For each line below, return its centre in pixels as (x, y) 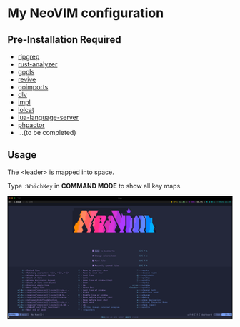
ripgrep (29, 56)
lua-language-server (48, 117)
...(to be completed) (47, 132)
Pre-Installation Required (64, 40)
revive (27, 79)
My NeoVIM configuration (86, 13)
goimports (33, 87)
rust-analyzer (37, 64)
